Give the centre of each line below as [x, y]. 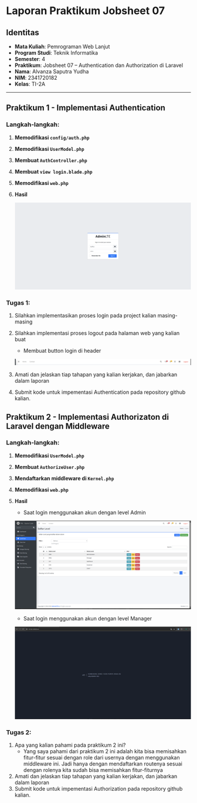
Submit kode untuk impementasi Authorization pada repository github [98, 788]
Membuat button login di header [62, 351]
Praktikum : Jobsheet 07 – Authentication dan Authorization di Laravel [99, 65]
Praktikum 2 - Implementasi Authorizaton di [88, 417]
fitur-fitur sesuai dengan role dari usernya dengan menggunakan [101, 757]
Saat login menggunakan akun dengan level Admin [85, 512]
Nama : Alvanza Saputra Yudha [52, 71]
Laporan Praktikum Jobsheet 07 [86, 11]
